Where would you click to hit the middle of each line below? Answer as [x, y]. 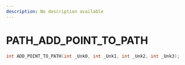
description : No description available [55, 11]
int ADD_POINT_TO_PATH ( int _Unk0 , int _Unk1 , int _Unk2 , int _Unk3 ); [93, 56]
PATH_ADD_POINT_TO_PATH [77, 40]
